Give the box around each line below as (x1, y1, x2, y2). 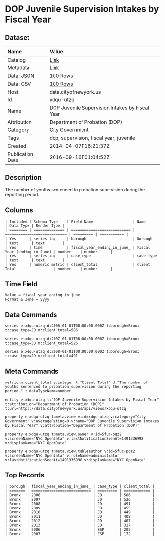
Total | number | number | (5, 266, 113, 271)
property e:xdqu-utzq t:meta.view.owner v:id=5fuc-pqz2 (5, 432, 122, 437)
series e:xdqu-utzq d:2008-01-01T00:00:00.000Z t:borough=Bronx (5, 350, 139, 354)
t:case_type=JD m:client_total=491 (5, 353, 78, 359)
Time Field (5, 280, 38, 288)
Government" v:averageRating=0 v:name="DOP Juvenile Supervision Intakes (5, 419, 160, 424)
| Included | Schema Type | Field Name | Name (5, 219, 146, 224)
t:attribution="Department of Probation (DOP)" (5, 402, 105, 407)
